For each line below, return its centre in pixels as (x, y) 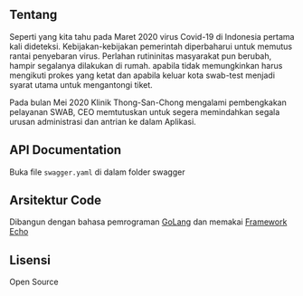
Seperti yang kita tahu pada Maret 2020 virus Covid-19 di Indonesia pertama (152, 36)
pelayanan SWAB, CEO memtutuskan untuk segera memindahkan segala (145, 111)
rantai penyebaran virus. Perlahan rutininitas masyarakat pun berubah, (141, 56)
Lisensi (30, 260)
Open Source (34, 282)
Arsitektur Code (56, 201)
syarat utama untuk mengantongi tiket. (81, 84)
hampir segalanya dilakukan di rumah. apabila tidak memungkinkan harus (146, 65)
